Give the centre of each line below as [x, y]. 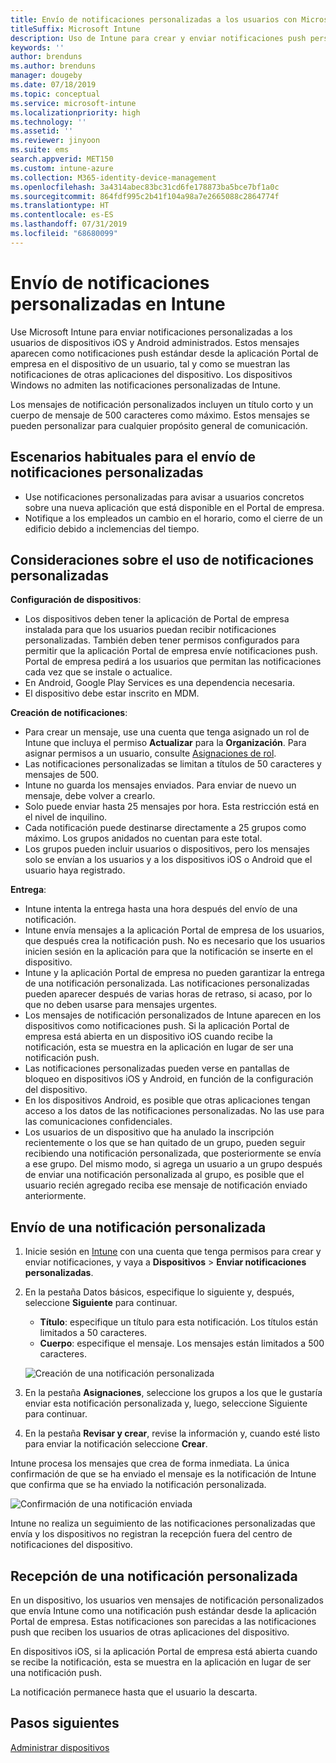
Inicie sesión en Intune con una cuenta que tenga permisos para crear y [173, 1252]
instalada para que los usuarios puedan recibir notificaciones [150, 630]
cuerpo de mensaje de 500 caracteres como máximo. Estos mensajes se [160, 415]
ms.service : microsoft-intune [73, 103]
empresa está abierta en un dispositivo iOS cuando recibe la [148, 1037]
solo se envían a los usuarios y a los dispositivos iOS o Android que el [168, 860]
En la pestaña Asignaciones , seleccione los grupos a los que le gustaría [173, 1393]
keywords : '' [37, 47]
